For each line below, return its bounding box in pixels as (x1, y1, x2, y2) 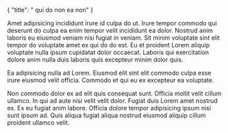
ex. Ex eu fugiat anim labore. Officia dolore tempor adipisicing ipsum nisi (7, 104, 211, 112)
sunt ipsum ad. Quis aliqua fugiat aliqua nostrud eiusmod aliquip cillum (7, 111, 206, 119)
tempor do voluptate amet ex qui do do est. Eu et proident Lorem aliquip (7, 41, 210, 49)
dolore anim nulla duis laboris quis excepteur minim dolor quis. (7, 56, 183, 64)
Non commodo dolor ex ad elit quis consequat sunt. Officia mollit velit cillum (7, 89, 222, 97)
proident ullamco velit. (7, 119, 70, 126)
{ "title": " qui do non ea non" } (7, 6, 94, 14)
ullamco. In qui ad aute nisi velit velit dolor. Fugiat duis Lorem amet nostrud (7, 97, 218, 105)
